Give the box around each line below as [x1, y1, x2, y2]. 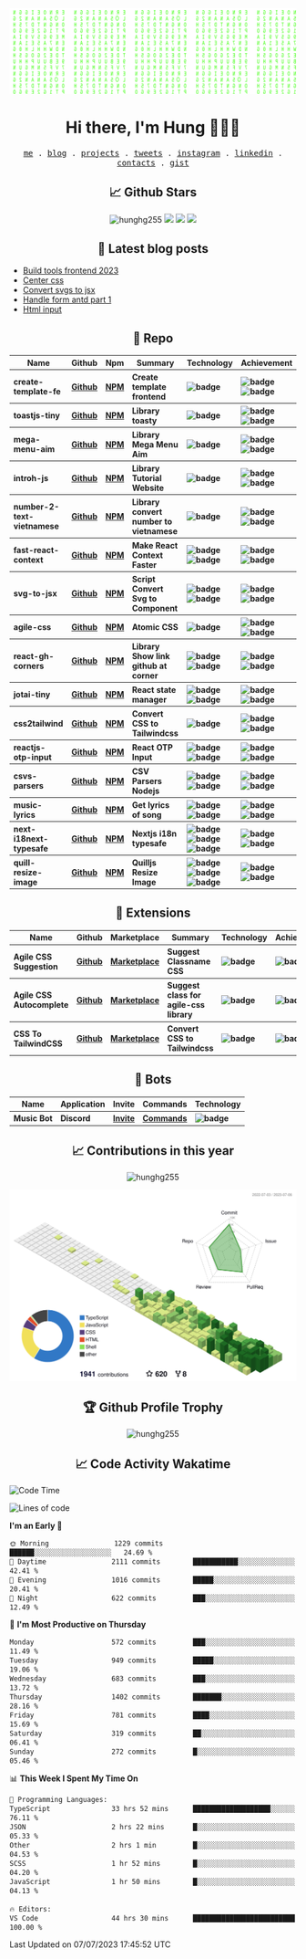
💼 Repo [132, 330, 174, 346]
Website [131, 482, 165, 493]
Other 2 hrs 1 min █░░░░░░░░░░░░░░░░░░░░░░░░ [9, 1841, 296, 1850]
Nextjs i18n [131, 828, 178, 839]
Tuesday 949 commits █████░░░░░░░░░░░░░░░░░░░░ [9, 1656, 296, 1665]
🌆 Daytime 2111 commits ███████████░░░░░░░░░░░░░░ [9, 1557, 296, 1566]
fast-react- [13, 545, 59, 555]
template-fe [13, 386, 61, 396]
